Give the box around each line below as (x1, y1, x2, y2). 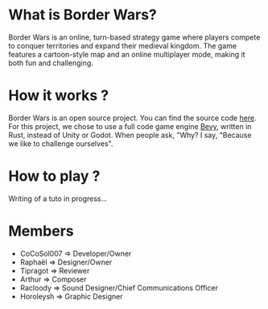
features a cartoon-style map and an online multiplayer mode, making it (8, 49, 245, 59)
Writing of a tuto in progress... (8, 194, 108, 203)
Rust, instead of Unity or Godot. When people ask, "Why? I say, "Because (8, 130, 252, 140)
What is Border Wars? (8, 6, 157, 24)
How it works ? (8, 86, 109, 105)
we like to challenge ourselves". (8, 139, 113, 148)
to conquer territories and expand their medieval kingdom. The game (8, 40, 237, 50)
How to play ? (8, 167, 101, 186)
